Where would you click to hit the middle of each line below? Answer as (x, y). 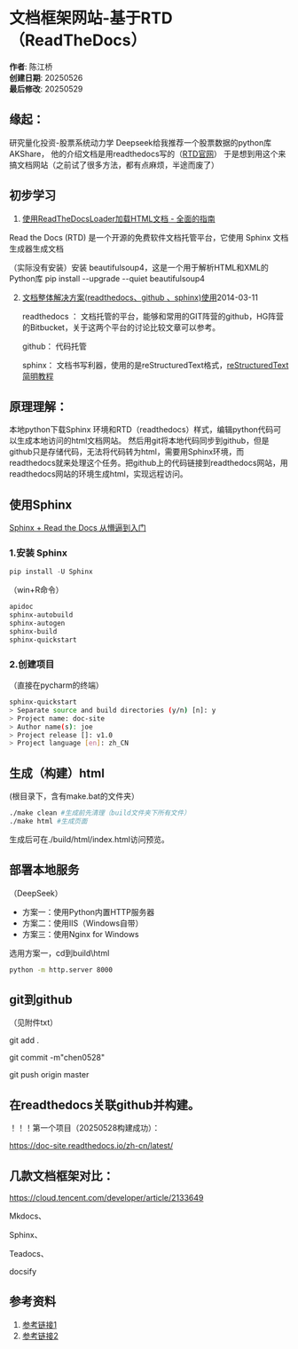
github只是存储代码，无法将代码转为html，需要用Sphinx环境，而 (127, 452)
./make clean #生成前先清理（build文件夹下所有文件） (100, 813)
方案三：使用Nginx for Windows (80, 934)
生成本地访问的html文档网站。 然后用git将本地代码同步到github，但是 (143, 441)
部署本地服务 (44, 870)
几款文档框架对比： (62, 1175)
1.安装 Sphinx (39, 553)
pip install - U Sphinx (51, 572)
